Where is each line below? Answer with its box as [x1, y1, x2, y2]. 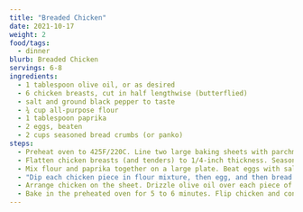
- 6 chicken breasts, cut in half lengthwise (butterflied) [17, 88, 248, 97]
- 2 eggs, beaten [17, 123, 83, 132]
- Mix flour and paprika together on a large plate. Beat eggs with [17, 164, 280, 173]
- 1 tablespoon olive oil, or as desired [17, 80, 176, 89]
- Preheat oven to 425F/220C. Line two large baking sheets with [17, 147, 269, 156]
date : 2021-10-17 [9, 22, 75, 31]
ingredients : [9, 72, 59, 81]
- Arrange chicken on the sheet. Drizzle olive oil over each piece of [17, 181, 293, 190]
